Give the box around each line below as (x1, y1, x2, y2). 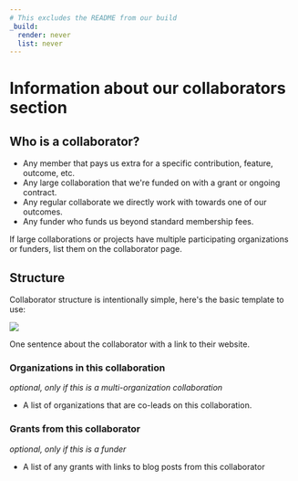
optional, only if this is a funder (9, 444, 127, 455)
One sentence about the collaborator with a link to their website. (9, 339, 251, 350)
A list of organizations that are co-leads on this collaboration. (22, 400, 252, 411)
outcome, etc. (22, 168, 76, 179)
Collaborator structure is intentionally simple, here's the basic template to (9, 294, 284, 306)
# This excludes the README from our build (9, 13, 178, 23)
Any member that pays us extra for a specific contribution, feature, (22, 158, 273, 169)
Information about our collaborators (9, 78, 286, 99)
